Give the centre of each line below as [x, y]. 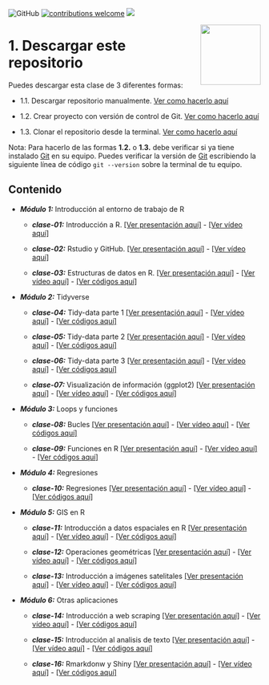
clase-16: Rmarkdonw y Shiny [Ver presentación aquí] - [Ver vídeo [142, 663]
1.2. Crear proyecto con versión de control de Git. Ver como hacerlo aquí [139, 116]
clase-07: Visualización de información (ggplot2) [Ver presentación [143, 385]
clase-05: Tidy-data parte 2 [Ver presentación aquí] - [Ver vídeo [139, 336]
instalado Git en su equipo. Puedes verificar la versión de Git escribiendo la [132, 156]
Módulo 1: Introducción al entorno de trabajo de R [102, 209]
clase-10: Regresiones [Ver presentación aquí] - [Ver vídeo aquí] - [142, 488]
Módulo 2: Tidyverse [54, 296]
